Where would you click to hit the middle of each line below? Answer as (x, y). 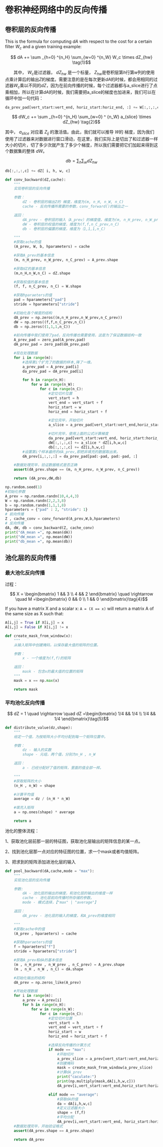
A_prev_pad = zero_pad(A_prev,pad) (50, 340)
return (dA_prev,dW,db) (38, 478)
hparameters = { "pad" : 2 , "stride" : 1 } (47, 510)
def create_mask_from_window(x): (39, 636)
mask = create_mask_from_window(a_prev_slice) (105, 1068)
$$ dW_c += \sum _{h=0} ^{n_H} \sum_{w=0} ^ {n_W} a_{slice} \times (81, 117)
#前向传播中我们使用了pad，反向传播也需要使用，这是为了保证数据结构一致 (78, 335)
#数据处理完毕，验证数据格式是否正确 (46, 465)
